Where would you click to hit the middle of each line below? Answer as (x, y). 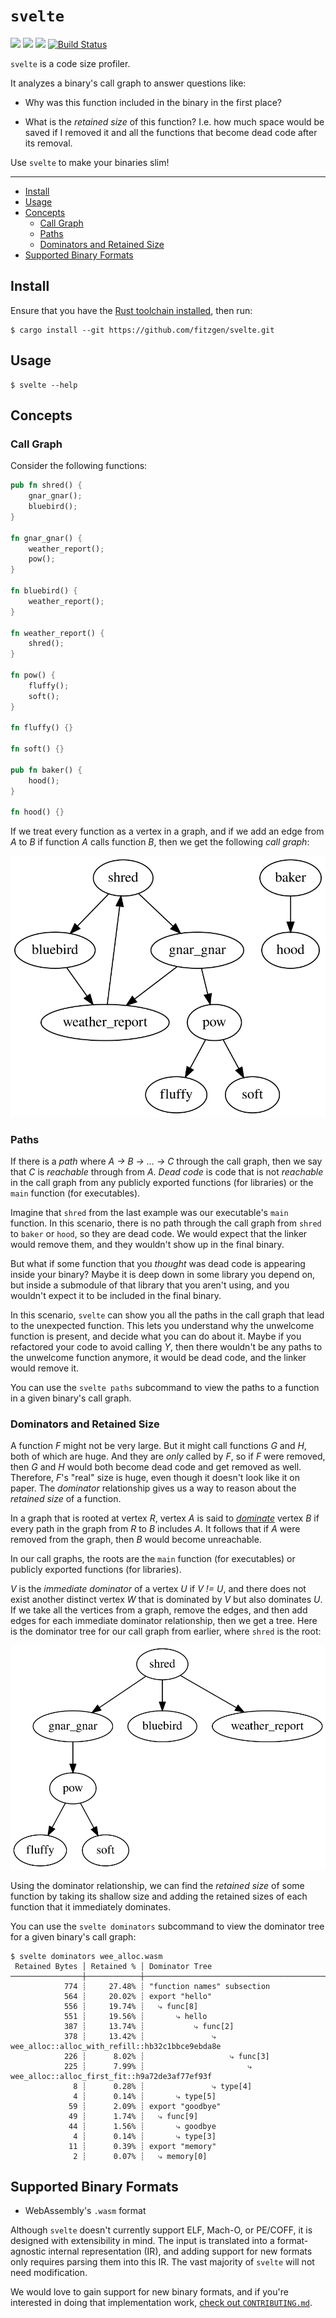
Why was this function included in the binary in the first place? (153, 102)
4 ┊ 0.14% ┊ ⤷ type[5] (145, 2096)
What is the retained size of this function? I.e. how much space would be (174, 121)
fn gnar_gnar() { (46, 538)
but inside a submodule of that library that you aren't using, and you (150, 1285)
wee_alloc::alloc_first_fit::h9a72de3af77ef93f (111, 2076)
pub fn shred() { (46, 485)
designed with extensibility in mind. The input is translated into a (142, 2241)
